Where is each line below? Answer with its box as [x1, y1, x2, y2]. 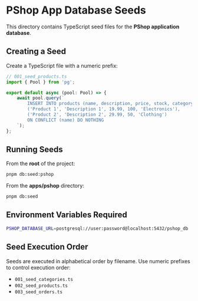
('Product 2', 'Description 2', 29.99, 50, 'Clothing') [27, 112, 167, 117]
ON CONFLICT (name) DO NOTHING [27, 117, 104, 123]
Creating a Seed [6, 47, 67, 57]
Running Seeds [6, 144, 63, 154]
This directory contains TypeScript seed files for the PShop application [6, 23, 180, 30]
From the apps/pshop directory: [6, 182, 84, 189]
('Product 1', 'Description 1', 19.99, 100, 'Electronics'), [27, 106, 181, 112]
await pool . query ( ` [16, 95, 65, 101]
